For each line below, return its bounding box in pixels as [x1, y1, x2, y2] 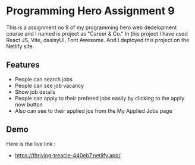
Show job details [14, 88, 56, 96]
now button [14, 101, 43, 108]
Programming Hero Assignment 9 [6, 4, 175, 18]
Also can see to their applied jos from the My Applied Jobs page [14, 107, 172, 114]
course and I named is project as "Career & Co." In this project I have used [6, 30, 188, 37]
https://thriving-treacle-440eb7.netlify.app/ [14, 151, 121, 158]
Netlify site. [6, 43, 34, 50]
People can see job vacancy [14, 82, 84, 89]
